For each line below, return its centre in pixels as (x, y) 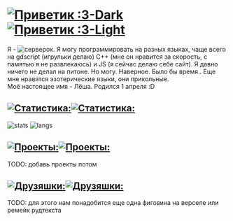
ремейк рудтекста (34, 211)
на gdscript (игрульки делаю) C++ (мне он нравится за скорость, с (107, 57)
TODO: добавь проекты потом (52, 164)
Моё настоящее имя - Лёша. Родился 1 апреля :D (81, 86)
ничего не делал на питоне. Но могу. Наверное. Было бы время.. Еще (112, 71)
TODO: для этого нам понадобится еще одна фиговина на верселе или (113, 203)
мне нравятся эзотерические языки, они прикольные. (88, 79)
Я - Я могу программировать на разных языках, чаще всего (116, 49)
